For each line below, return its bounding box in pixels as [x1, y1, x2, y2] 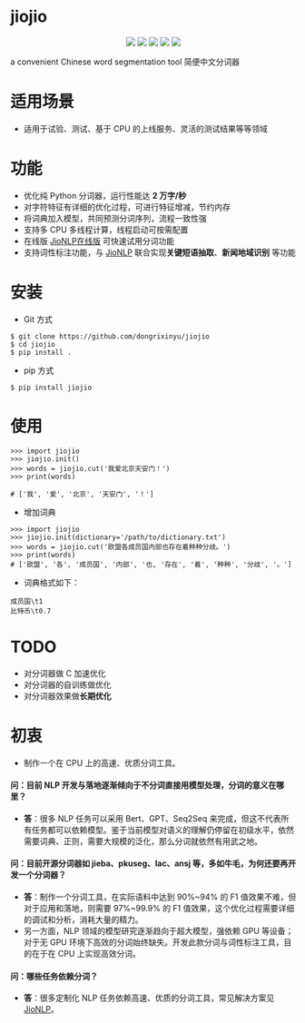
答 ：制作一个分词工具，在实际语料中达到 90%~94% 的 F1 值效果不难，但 [23, 891, 297, 902]
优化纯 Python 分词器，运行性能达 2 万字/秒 [23, 190, 187, 201]
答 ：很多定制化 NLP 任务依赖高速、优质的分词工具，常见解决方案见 [23, 992, 275, 1004]
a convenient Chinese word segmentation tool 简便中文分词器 [10, 56, 241, 67]
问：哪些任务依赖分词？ [10, 970, 98, 981]
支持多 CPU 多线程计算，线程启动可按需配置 [23, 224, 189, 235]
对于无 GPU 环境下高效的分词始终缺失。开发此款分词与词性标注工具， [23, 937, 284, 948]
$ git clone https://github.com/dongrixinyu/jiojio [10, 331, 210, 341]
